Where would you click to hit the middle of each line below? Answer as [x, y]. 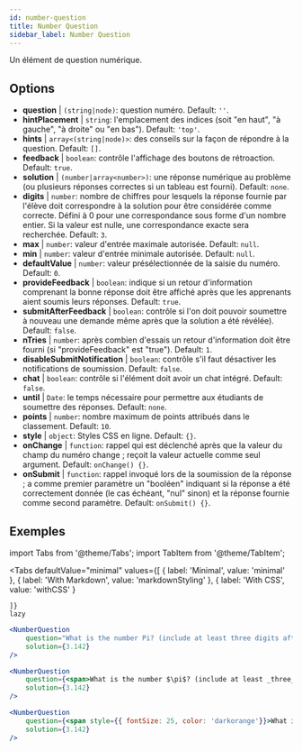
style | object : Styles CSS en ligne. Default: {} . [109, 436]
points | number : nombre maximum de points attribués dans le [136, 417]
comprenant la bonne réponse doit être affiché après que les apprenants [157, 292]
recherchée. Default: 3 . [65, 234]
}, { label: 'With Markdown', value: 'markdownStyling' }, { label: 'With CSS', [147, 580]
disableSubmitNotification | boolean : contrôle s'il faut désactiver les [149, 359]
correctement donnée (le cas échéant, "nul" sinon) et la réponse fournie [156, 493]
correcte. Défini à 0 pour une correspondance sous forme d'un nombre [154, 215]
